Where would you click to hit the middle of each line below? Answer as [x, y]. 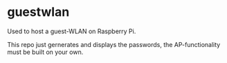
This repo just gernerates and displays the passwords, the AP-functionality [114, 44]
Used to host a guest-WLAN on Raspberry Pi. [72, 31]
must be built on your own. [45, 52]
